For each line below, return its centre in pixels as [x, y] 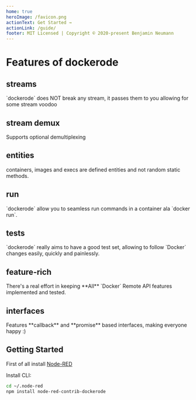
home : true [19, 11]
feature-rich [29, 272]
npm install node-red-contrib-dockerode [56, 391]
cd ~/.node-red [25, 386]
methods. [18, 176]
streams [21, 84]
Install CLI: [19, 375]
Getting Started [35, 350]
